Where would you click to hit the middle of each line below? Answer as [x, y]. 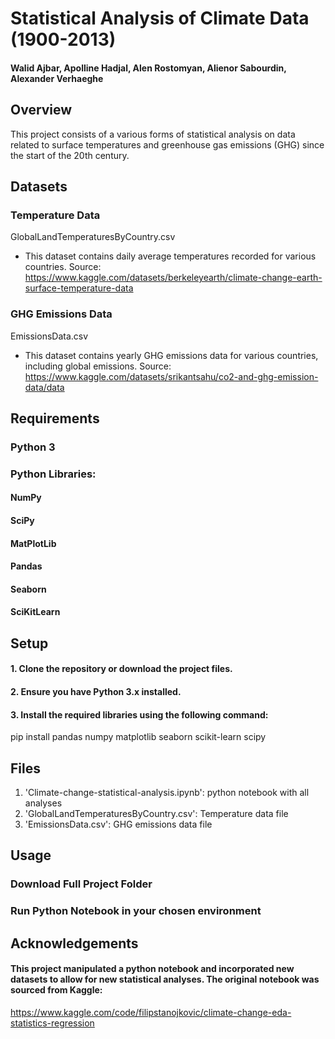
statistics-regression [52, 1023]
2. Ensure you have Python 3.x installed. [96, 691]
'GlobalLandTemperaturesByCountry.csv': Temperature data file [156, 813]
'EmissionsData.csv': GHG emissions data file [118, 824]
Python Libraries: [53, 474]
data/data [44, 387]
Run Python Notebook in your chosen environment [136, 911]
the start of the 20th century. [70, 155]
